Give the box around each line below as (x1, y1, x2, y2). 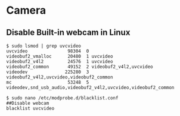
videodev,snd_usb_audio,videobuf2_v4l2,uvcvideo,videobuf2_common (6, 84, 175, 90)
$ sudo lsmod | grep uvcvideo (6, 43, 82, 49)
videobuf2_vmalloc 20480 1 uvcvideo (6, 54, 113, 59)
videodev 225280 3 (6, 69, 89, 75)
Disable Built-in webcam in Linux (6, 27, 131, 37)
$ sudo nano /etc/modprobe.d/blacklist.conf (6, 95, 119, 101)
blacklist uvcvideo (6, 105, 55, 111)
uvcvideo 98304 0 (6, 48, 89, 54)
